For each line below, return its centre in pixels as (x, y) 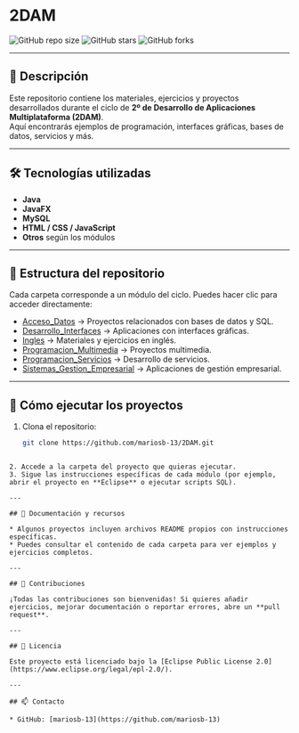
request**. (29, 615)
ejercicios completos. (51, 553)
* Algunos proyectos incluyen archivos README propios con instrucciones (149, 529)
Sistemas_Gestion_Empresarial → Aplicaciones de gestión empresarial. (152, 369)
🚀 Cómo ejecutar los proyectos (97, 405)
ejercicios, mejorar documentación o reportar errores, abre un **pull (145, 607)
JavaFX (36, 208)
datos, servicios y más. (52, 135)
